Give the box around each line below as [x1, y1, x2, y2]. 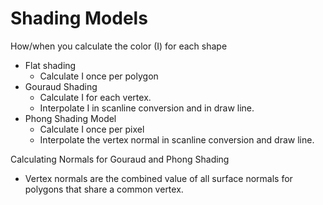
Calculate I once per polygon [39, 70, 159, 82]
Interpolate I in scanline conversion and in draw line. [39, 102, 255, 114]
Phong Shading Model [24, 112, 117, 124]
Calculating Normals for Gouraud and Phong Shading [10, 153, 230, 165]
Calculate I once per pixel [39, 123, 145, 135]
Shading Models [10, 7, 148, 30]
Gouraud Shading [24, 80, 98, 92]
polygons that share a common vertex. [24, 183, 184, 195]
